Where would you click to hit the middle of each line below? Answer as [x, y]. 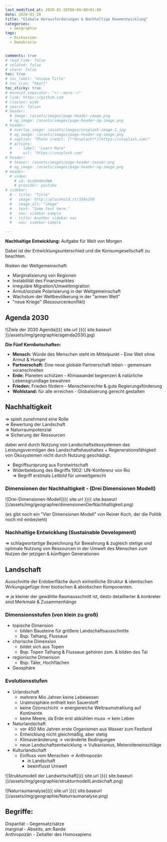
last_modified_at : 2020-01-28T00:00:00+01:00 [53, 10]
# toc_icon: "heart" [27, 84]
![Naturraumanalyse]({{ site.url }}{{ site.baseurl [54, 791]
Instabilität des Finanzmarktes [43, 281]
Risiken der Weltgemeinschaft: [36, 266]
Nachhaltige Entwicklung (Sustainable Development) [71, 532]
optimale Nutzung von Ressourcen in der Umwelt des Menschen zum [76, 549]
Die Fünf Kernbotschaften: [33, 344]
